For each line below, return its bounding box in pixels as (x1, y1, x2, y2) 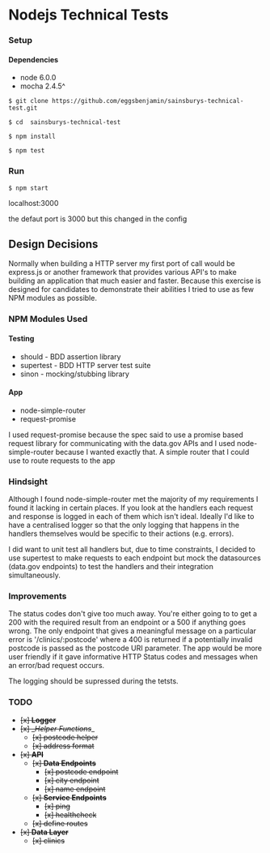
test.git (8, 104, 38, 113)
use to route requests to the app (8, 456, 116, 465)
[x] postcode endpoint (44, 766, 119, 776)
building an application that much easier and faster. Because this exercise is (8, 276, 261, 285)
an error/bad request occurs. (8, 661, 105, 671)
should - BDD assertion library (19, 351, 121, 362)
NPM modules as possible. (8, 294, 97, 303)
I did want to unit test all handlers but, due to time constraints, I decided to (8, 545, 256, 555)
